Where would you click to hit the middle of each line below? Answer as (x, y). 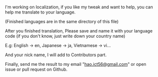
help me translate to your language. (40, 12)
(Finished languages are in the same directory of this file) (62, 22)
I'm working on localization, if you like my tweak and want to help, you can (79, 7)
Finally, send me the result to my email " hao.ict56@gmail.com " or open (76, 64)
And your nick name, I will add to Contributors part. (56, 55)
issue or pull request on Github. (36, 69)
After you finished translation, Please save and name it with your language (79, 31)
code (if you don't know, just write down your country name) (65, 36)
